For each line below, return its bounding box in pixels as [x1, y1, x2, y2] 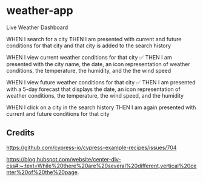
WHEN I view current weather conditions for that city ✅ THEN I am [6, 53, 172, 61]
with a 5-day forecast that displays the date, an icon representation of [6, 86, 181, 93]
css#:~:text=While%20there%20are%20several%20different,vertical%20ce [6, 162, 197, 169]
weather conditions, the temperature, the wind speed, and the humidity [6, 92, 184, 99]
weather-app [6, 4, 74, 18]
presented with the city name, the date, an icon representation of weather [6, 60, 190, 67]
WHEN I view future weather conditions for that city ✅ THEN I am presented [6, 78, 196, 86]
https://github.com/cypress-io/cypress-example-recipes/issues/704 [6, 144, 177, 151]
